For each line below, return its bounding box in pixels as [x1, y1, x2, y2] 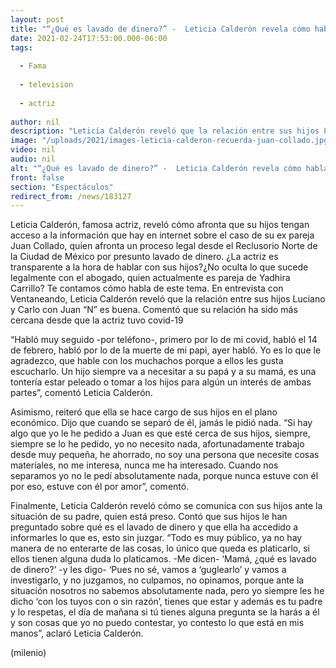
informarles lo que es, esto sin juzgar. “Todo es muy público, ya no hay [10, 532, 303, 544]
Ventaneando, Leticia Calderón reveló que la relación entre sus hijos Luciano [10, 293, 326, 305]
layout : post [10, 14, 65, 25]
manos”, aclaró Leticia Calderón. [10, 627, 144, 640]
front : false [10, 172, 65, 183]
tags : [10, 42, 33, 53]
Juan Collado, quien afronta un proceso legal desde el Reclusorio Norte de [10, 240, 318, 252]
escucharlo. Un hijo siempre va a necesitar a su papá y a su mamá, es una [10, 366, 317, 378]
